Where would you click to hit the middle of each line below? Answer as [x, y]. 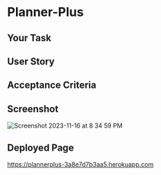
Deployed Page [41, 147]
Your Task [29, 38]
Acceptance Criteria [52, 85]
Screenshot [33, 109]
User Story [31, 61]
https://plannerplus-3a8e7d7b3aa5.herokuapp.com [80, 164]
